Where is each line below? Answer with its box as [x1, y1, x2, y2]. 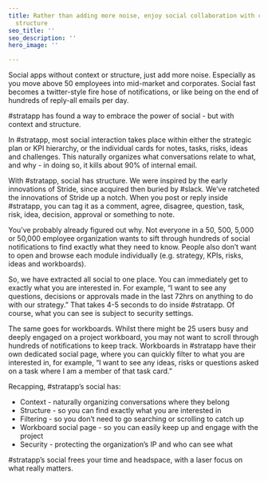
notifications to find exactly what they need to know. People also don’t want [8, 242, 257, 252]
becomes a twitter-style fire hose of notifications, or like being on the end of [8, 87, 259, 97]
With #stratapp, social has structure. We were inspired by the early [8, 176, 228, 186]
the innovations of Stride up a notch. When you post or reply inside [8, 193, 229, 203]
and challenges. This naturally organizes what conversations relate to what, [8, 152, 257, 162]
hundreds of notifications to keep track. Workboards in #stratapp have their [8, 341, 257, 351]
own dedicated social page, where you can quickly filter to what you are [8, 349, 246, 359]
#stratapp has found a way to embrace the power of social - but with [8, 111, 235, 120]
